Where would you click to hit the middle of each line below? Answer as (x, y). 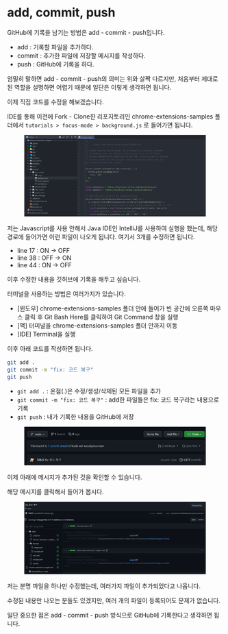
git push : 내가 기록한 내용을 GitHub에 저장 (76, 417)
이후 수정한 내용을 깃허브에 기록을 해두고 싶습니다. (74, 280)
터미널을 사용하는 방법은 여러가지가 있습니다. (67, 294)
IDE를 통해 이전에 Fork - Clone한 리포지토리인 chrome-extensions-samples (110, 116)
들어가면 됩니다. (172, 125)
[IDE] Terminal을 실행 (46, 334)
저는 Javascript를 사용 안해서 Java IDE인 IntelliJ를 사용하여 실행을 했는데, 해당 (112, 228)
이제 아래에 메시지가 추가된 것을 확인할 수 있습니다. (75, 477)
